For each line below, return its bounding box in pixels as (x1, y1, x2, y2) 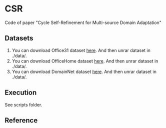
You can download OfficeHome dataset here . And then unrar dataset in (11, 58, 158, 64)
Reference (4, 116, 38, 124)
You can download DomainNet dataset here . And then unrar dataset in (11, 68, 157, 74)
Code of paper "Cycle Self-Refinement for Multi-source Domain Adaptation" (4, 19, 162, 25)
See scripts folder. (4, 101, 42, 107)
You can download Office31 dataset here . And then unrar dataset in (11, 47, 150, 53)
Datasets (4, 34, 33, 42)
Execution (4, 88, 37, 97)
